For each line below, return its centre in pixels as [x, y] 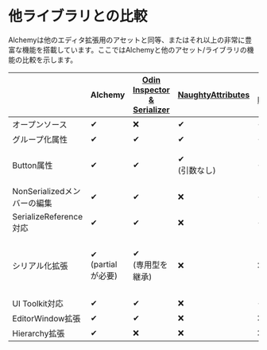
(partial [104, 264]
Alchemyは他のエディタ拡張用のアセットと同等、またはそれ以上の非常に [127, 40]
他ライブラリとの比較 [78, 16]
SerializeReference [48, 216]
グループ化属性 [40, 139]
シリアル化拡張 [40, 266]
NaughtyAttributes [214, 95]
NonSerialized [39, 191]
